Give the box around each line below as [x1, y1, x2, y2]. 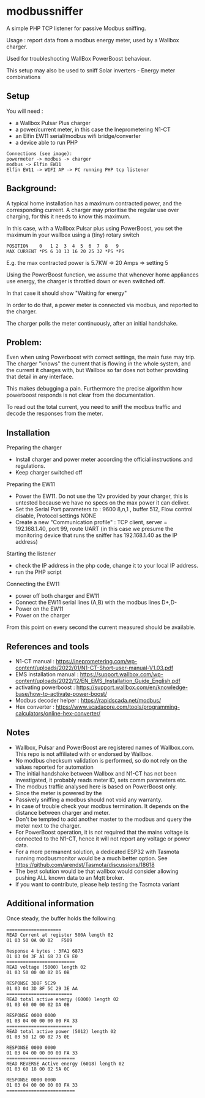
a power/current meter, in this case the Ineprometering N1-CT [15, 126, 171, 133]
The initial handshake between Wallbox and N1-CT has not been [15, 769, 177, 777]
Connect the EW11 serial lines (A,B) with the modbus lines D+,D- [15, 599, 177, 606]
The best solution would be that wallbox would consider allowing [15, 867, 179, 875]
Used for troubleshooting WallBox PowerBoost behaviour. [6, 55, 151, 62]
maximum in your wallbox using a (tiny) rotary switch [6, 231, 140, 238]
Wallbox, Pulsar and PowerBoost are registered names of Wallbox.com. [15, 744, 195, 751]
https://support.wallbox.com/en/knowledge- [76, 684, 188, 691]
